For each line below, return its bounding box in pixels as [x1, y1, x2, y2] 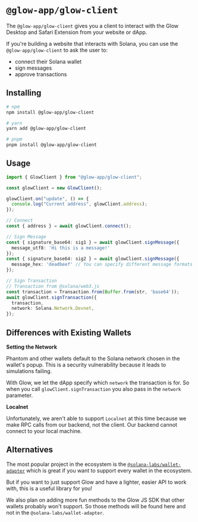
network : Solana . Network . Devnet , [11, 306, 95, 312]
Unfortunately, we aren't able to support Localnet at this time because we [6, 415, 187, 422]
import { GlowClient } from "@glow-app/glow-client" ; [6, 174, 143, 180]
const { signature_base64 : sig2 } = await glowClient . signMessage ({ [6, 256, 180, 262]
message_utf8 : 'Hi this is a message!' [11, 245, 111, 251]
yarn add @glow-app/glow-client [6, 126, 86, 132]
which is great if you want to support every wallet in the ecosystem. [26, 467, 192, 474]
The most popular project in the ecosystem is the [6, 461, 127, 468]
